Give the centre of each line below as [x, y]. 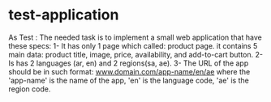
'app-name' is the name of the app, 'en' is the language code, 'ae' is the [129, 80]
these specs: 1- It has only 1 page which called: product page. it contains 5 [133, 45]
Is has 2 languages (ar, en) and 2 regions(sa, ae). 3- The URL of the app [129, 63]
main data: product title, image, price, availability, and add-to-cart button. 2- [136, 54]
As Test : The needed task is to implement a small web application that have [135, 37]
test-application [64, 15]
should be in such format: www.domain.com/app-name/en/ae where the [129, 71]
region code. [30, 89]
